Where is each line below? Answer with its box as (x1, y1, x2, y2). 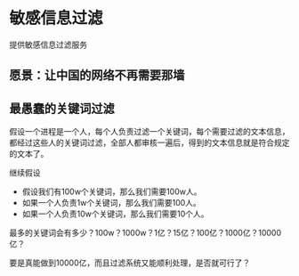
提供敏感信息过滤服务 (9, 39, 87, 50)
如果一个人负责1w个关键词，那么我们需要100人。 (21, 198, 202, 208)
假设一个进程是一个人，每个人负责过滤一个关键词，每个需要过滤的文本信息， (9, 126, 290, 137)
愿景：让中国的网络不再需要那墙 (9, 68, 185, 83)
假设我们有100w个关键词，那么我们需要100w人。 (21, 186, 202, 197)
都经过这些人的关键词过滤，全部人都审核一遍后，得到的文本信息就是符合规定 (9, 137, 290, 148)
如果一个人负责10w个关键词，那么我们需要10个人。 (21, 208, 209, 219)
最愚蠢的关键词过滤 (9, 101, 115, 116)
